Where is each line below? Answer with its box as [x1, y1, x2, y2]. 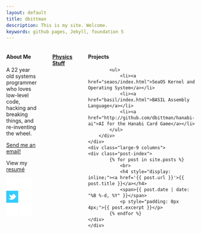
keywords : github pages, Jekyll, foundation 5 [6, 29, 124, 35]
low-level [6, 92, 29, 99]
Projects [88, 53, 109, 60]
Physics [52, 53, 73, 60]
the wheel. [6, 130, 32, 137]
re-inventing [6, 123, 36, 131]
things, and [6, 117, 34, 124]
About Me [6, 53, 32, 60]
